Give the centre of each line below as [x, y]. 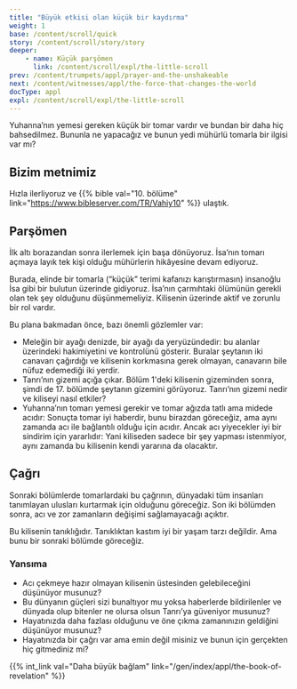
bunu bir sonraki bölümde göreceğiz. [77, 541]
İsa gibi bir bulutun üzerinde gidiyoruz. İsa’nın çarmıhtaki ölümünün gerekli [145, 288]
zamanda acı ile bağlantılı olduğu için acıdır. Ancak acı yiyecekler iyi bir [152, 427]
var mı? [23, 144]
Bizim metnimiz [53, 172]
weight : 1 [28, 26]
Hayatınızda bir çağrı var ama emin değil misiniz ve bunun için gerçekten [155, 640]
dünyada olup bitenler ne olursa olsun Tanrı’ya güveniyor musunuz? [146, 612]
